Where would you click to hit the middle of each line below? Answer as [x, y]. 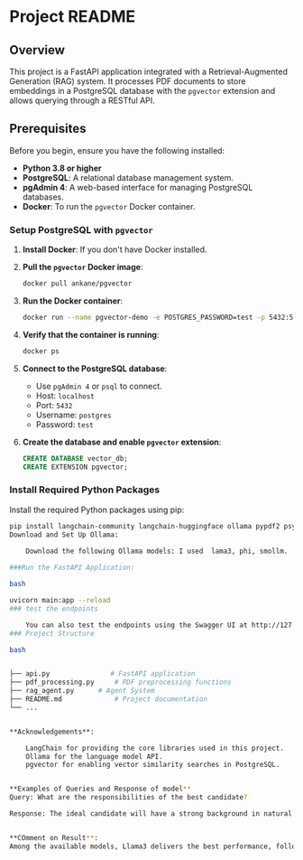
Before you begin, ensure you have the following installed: [117, 150]
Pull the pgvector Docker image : [83, 267]
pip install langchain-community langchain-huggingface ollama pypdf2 [145, 526]
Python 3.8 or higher [62, 168]
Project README [73, 17]
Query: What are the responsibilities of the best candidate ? [129, 798]
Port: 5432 [54, 405]
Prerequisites [48, 129]
